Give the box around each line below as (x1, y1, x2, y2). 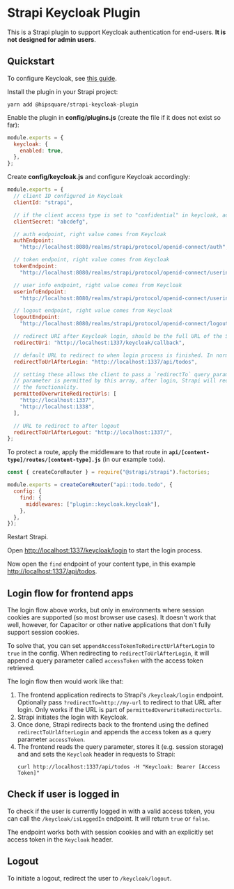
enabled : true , (19, 147, 64, 154)
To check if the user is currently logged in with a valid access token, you (7, 807, 214, 815)
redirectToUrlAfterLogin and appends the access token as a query (17, 728, 212, 736)
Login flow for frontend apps (7, 587, 134, 599)
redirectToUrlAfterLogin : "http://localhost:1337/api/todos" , (13, 358, 198, 365)
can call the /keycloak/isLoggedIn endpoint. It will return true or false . (7, 814, 210, 823)
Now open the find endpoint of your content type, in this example (7, 559, 196, 569)
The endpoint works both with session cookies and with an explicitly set (7, 828, 214, 836)
